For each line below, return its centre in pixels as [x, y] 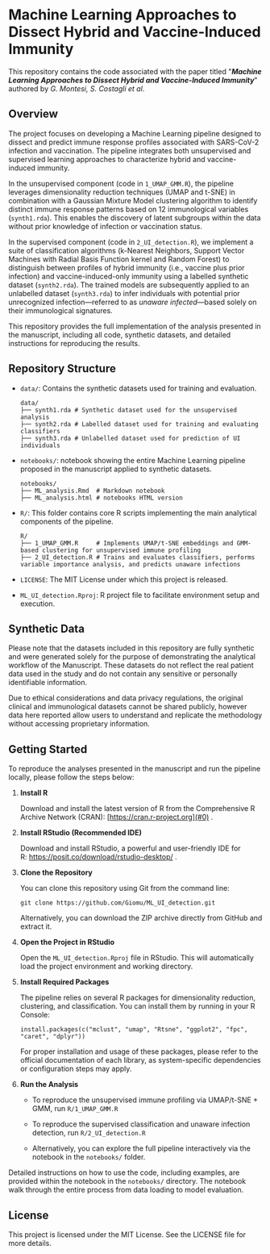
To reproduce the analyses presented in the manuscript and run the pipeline [135, 769]
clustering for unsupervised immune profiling [121, 550]
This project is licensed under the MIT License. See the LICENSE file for [127, 1235]
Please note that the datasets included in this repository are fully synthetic [132, 648]
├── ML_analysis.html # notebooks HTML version [101, 498]
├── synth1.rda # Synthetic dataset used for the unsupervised [129, 410]
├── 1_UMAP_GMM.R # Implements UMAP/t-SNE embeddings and [127, 543]
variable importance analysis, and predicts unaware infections [130, 564]
